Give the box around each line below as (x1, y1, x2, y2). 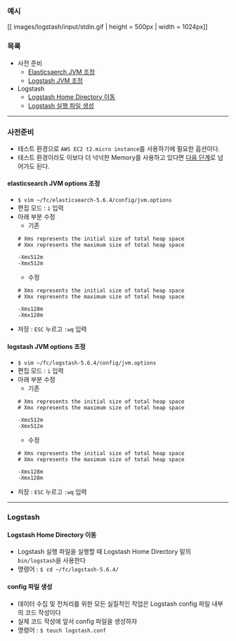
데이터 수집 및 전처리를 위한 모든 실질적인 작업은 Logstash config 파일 (17, 599, 211, 608)
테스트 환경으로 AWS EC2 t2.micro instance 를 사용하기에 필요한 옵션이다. (17, 144, 221, 152)
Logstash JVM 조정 (27, 76, 83, 85)
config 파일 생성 (7, 583, 53, 591)
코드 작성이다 (25, 608, 61, 616)
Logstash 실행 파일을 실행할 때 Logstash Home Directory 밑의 (17, 548, 192, 556)
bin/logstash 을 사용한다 (17, 556, 86, 564)
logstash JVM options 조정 (7, 342, 86, 350)
